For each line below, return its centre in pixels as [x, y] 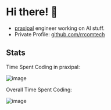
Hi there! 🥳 [32, 12]
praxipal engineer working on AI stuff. [59, 28]
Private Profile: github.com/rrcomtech [60, 34]
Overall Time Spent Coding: [39, 90]
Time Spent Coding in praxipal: [43, 67]
